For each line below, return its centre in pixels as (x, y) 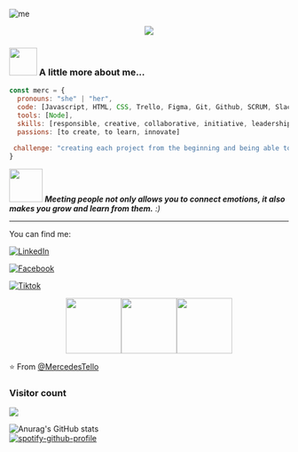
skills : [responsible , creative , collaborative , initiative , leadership (154, 123)
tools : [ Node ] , (45, 115)
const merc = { (37, 91)
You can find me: (40, 234)
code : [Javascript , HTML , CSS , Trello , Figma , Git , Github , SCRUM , (145, 107)
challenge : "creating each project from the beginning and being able (146, 148)
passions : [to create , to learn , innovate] (98, 132)
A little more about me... (92, 72)
